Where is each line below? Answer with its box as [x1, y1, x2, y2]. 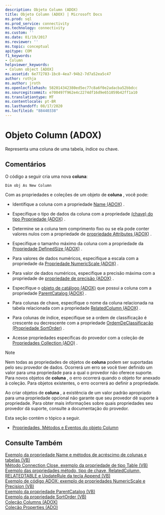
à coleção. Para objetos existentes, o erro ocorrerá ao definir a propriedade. [5, 380, 160, 386]
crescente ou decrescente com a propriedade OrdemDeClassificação [12, 320, 154, 326]
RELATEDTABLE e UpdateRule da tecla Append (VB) [5, 473, 111, 479]
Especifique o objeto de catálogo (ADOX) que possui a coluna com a [12, 285, 152, 291]
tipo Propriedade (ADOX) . [12, 216, 66, 222]
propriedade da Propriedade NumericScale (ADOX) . [12, 260, 119, 266]
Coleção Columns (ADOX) [5, 499, 58, 505]
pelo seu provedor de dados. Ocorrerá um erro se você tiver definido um [5, 364, 153, 370]
